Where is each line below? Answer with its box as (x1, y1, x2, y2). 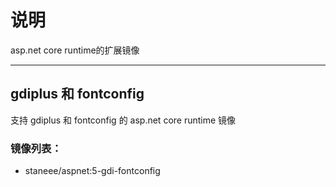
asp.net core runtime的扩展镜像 (10, 44, 140, 56)
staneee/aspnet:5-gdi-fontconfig (24, 165, 161, 177)
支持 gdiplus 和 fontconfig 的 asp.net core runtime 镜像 (10, 114, 237, 126)
